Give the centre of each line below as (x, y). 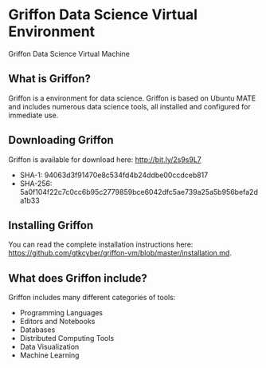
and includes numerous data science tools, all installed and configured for (129, 106)
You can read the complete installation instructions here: (101, 244)
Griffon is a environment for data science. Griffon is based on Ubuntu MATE (132, 98)
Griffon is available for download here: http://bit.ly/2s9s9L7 (105, 159)
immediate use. (33, 115)
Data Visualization (49, 347)
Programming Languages (61, 313)
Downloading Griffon (61, 140)
